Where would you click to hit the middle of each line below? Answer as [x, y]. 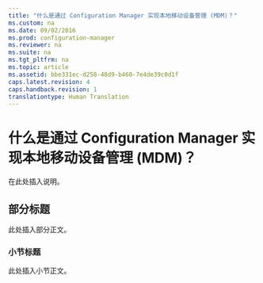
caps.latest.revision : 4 [49, 82]
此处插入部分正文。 [40, 229]
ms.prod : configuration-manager [61, 38]
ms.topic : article [38, 67]
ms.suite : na [30, 52]
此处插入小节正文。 [40, 271]
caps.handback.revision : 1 [53, 89]
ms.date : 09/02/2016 [42, 30]
